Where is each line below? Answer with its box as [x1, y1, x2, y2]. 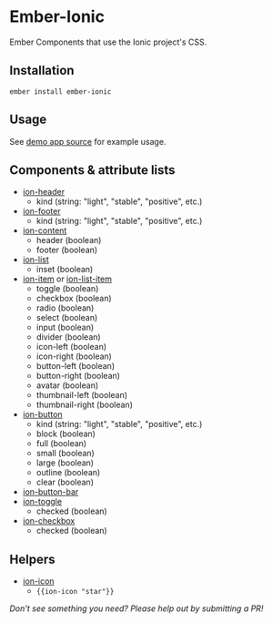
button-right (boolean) [35, 371, 121, 382]
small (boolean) [35, 448, 96, 459]
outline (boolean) [35, 467, 101, 478]
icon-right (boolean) [35, 351, 112, 362]
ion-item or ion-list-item [22, 273, 112, 284]
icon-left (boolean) [35, 342, 107, 352]
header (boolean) [35, 235, 102, 246]
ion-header [22, 187, 66, 198]
